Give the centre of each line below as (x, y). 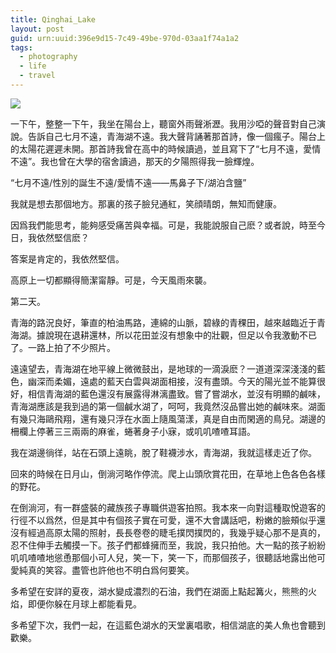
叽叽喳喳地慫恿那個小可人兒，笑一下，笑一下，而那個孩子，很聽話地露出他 (163, 557)
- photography (48, 57)
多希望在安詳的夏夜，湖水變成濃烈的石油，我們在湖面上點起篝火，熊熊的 (159, 591)
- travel (37, 76)
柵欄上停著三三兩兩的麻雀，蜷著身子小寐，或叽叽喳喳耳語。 (133, 431)
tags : (21, 47)
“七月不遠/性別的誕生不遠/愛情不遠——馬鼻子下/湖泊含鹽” (128, 182)
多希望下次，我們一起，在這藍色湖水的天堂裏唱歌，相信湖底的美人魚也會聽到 (168, 625)
